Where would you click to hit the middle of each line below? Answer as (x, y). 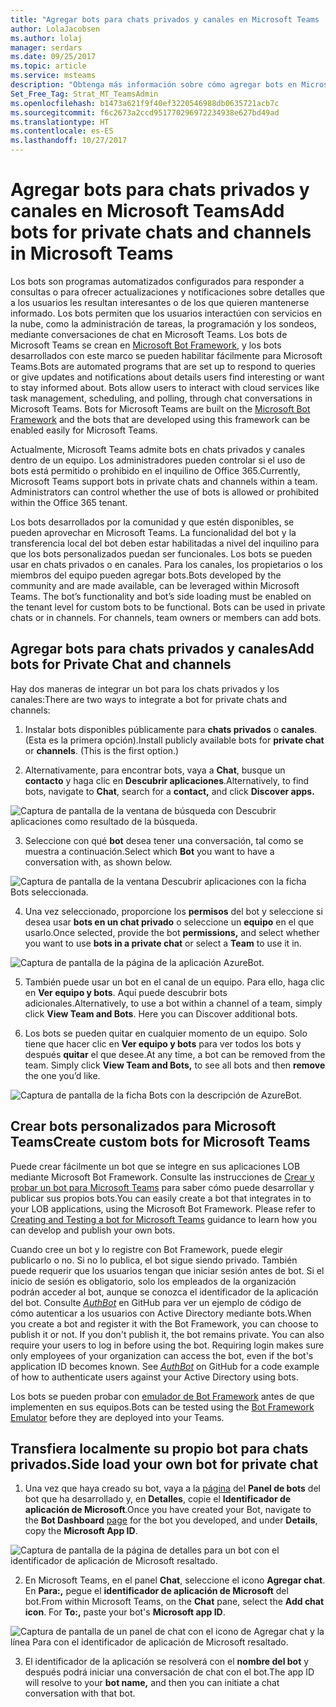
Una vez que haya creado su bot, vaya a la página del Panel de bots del (172, 1488)
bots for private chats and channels (161, 232)
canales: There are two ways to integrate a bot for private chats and (149, 699)
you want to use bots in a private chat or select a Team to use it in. (163, 943)
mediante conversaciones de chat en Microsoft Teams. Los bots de (149, 334)
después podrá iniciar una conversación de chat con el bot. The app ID (169, 1672)
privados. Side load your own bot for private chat (164, 1464)
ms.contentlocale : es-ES (62, 131)
